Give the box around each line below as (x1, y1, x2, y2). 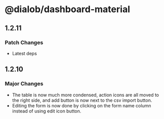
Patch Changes (5, 39, 44, 46)
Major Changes (5, 80, 44, 87)
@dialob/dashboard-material (5, 4, 130, 15)
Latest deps (12, 50, 37, 56)
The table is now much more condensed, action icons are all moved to (12, 92, 159, 98)
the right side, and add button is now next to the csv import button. (12, 97, 152, 103)
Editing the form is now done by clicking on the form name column (12, 102, 151, 108)
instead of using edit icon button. (12, 108, 82, 114)
